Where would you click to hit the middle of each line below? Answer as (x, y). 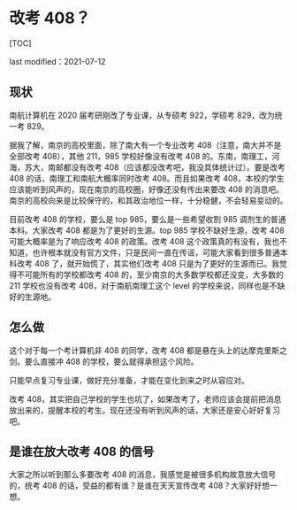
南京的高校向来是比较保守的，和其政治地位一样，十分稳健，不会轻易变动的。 (148, 200)
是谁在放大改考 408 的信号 (82, 451)
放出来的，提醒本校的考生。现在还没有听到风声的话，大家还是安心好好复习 (145, 410)
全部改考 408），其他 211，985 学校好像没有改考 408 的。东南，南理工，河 (145, 156)
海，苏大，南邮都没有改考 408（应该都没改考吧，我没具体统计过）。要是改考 (147, 167)
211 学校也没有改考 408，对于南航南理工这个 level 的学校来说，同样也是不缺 (147, 285)
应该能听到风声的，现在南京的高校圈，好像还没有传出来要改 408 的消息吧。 (147, 189)
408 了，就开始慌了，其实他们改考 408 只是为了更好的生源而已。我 (157, 263)
